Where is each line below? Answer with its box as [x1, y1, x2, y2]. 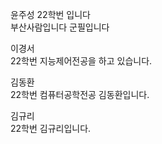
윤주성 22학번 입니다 [10, 9, 91, 20]
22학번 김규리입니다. [10, 123, 92, 134]
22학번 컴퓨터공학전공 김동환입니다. [10, 89, 150, 100]
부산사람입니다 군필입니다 [10, 21, 110, 33]
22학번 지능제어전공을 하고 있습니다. [10, 55, 153, 67]
